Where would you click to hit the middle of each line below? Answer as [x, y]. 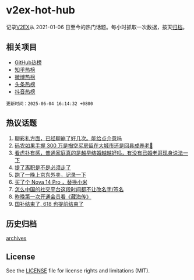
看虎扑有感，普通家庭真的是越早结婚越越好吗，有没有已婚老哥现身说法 [99, 153]
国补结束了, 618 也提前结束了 [49, 204]
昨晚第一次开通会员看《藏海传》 [53, 197]
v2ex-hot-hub [41, 10]
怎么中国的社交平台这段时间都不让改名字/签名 [69, 189]
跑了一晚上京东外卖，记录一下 [50, 174]
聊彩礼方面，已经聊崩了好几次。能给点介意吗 [68, 138]
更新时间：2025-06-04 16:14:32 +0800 [50, 104]
